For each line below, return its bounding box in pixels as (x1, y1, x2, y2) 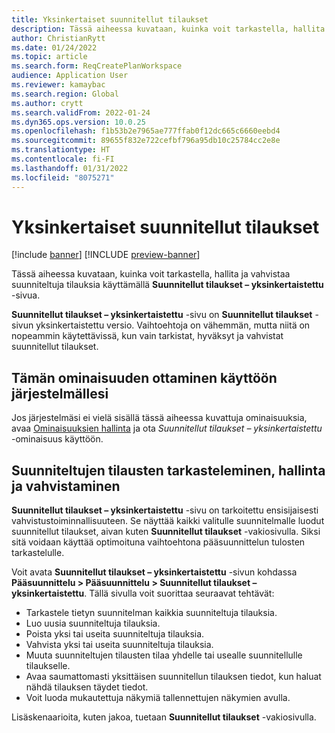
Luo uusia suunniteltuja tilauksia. (25, 617, 161, 630)
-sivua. (11, 289, 41, 301)
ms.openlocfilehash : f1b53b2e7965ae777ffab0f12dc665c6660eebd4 (11, 126, 281, 136)
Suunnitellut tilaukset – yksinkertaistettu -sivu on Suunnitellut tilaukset (11, 309, 313, 321)
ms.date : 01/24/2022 (11, 42, 98, 53)
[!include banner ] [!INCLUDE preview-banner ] (11, 249, 201, 261)
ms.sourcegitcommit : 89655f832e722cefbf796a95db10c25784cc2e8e (11, 136, 281, 146)
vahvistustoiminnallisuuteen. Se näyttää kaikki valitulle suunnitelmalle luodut (11, 515, 325, 527)
